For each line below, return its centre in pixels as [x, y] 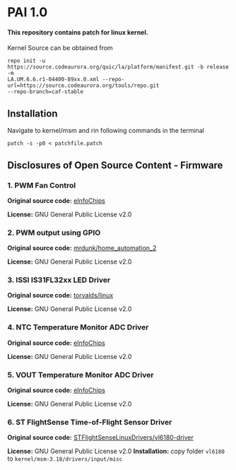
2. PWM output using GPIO [54, 233]
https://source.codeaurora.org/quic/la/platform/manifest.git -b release [118, 67]
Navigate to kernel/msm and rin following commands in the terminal [106, 131]
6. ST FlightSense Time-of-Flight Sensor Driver [90, 422]
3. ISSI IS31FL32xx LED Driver [59, 280]
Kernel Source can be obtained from [60, 48]
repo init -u [26, 61]
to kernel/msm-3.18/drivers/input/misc [65, 459]
